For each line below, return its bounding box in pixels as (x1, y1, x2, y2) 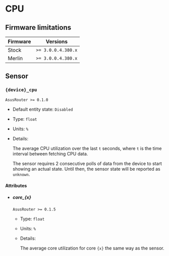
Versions (45, 38, 68, 45)
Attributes (5, 183, 27, 189)
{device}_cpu (5, 87, 37, 93)
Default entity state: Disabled (12, 106, 73, 112)
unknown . (12, 171, 30, 177)
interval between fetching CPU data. (12, 150, 88, 157)
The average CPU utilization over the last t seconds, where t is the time (12, 145, 162, 151)
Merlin (8, 55, 23, 62)
